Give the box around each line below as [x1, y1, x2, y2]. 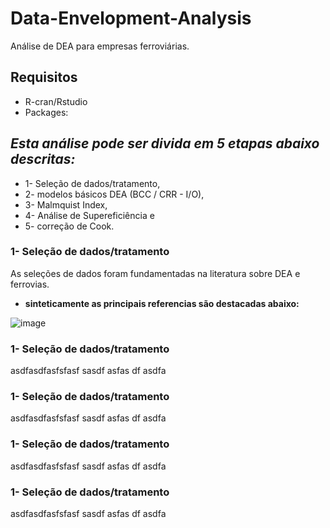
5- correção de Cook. [24, 220, 115, 232]
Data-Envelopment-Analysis [10, 7, 252, 30]
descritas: [10, 151, 76, 168]
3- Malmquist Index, [24, 198, 108, 211]
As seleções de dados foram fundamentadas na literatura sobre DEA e [10, 267, 301, 279]
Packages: [24, 106, 69, 118]
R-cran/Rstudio [24, 95, 88, 107]
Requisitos [10, 69, 78, 86]
